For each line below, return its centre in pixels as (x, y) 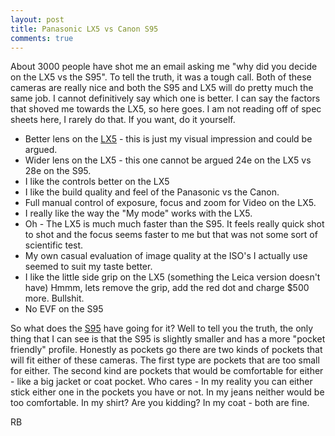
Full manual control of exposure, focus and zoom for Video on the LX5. (170, 203)
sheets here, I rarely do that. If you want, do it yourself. (123, 120)
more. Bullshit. (54, 298)
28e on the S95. (58, 171)
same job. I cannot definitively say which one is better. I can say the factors (165, 98)
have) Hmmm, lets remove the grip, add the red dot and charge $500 (167, 288)
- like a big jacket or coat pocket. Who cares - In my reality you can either (161, 382)
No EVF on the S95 (64, 309)
